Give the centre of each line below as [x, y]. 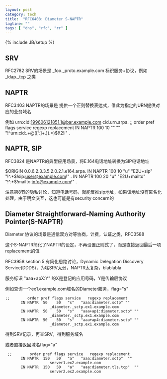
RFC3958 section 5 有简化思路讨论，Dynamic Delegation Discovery [74, 262]
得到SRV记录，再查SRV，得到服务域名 [44, 334]
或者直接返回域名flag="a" [31, 345]
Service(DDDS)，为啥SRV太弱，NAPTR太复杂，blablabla [63, 268]
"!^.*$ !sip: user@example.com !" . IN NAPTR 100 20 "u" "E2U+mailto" [75, 176]
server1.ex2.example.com [75, 363]
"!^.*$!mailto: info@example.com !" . [41, 181]
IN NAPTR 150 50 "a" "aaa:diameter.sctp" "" [77, 359]
